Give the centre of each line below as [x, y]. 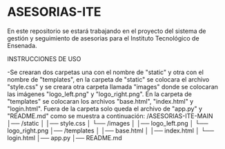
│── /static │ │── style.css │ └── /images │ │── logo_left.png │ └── [108, 123]
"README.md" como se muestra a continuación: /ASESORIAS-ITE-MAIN [110, 116]
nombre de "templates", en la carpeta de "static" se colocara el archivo [108, 79]
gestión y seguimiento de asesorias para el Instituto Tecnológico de [103, 38]
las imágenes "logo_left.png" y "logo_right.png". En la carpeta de [99, 94]
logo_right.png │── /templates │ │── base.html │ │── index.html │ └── [111, 130]
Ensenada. [22, 45]
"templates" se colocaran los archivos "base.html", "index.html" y [100, 101]
